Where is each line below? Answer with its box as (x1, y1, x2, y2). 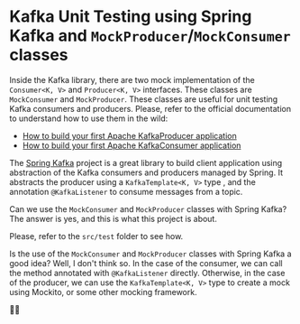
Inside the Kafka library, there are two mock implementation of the (9, 74, 255, 85)
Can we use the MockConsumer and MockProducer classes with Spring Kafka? (9, 203, 287, 214)
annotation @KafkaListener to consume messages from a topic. (9, 186, 243, 197)
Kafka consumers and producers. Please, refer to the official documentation (9, 103, 291, 114)
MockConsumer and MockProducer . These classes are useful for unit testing (9, 93, 278, 105)
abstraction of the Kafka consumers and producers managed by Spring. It (9, 167, 284, 178)
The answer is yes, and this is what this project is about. (9, 213, 218, 224)
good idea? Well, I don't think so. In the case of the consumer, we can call (9, 257, 283, 268)
